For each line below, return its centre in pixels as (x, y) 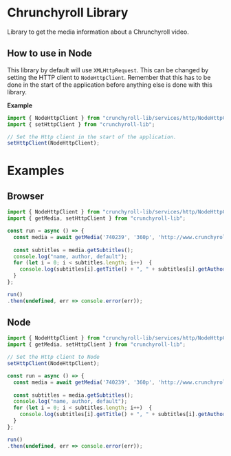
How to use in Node (50, 53)
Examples (36, 171)
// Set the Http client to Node (53, 357)
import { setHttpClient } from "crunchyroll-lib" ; (81, 124)
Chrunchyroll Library (68, 13)
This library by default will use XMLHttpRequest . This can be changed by (108, 70)
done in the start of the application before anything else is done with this (110, 85)
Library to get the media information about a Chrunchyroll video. (98, 32)
